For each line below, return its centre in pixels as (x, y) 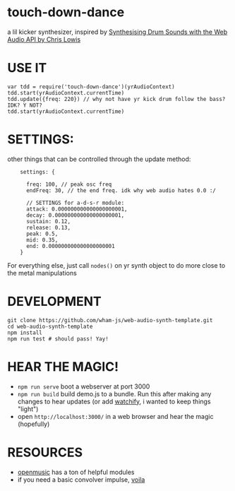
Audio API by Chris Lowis (44, 39)
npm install (25, 333)
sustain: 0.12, (48, 221)
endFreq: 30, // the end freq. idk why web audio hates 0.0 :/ (121, 190)
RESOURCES (45, 452)
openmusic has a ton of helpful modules (76, 472)
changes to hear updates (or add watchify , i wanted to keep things (114, 401)
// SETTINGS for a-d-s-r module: (75, 203)
